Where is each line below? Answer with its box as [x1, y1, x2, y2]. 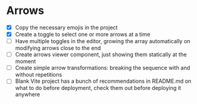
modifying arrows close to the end [15, 44, 101, 52]
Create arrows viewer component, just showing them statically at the [15, 51, 187, 58]
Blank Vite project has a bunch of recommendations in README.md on [15, 77, 192, 85]
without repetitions [15, 71, 62, 78]
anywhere [15, 91, 41, 98]
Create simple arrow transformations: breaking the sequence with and [15, 64, 190, 72]
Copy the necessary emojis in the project [15, 24, 118, 31]
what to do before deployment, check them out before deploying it [15, 85, 181, 92]
